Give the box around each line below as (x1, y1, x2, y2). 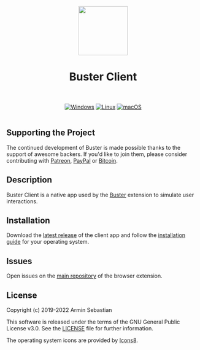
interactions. (6, 197, 38, 205)
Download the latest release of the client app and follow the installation (6, 231, 186, 239)
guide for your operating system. (6, 238, 90, 246)
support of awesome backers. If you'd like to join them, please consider (6, 150, 188, 158)
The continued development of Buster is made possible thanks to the (6, 144, 181, 151)
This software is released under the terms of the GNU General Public (6, 318, 180, 325)
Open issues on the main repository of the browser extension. (6, 272, 163, 279)
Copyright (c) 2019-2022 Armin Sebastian (6, 306, 112, 313)
